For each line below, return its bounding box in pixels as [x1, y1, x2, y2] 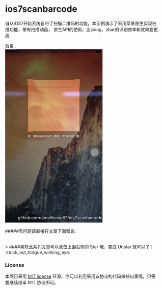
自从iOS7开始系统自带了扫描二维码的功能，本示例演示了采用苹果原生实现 [5, 20, 152, 26]
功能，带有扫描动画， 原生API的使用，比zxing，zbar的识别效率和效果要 [9, 26, 154, 32]
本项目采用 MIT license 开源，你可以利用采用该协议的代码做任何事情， [5, 273, 147, 279]
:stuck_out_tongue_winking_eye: [5, 249, 70, 255]
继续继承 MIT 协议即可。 [9, 280, 59, 286]
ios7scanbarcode [5, 3, 78, 15]
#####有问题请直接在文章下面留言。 [5, 228, 80, 234]
